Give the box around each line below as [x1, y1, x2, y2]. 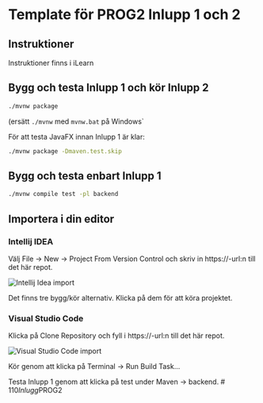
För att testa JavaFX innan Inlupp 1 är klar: [8, 132, 145, 141]
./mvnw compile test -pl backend [8, 190, 119, 198]
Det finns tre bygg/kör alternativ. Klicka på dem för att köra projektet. [8, 293, 233, 302]
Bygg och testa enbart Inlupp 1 [8, 169, 162, 182]
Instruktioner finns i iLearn [8, 58, 94, 67]
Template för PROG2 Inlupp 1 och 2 [8, 6, 241, 24]
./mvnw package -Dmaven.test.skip [8, 147, 123, 155]
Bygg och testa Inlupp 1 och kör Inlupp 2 [8, 81, 209, 94]
